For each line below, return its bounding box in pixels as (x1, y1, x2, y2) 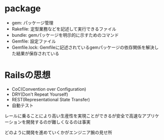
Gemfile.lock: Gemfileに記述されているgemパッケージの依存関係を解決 (11, 44, 155, 50)
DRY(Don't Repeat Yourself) (11, 91, 68, 97)
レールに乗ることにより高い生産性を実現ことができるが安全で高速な (4, 112, 142, 118)
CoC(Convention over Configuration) (11, 86, 86, 92)
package (4, 3, 41, 14)
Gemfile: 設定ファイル (11, 38, 56, 44)
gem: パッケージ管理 (11, 20, 54, 26)
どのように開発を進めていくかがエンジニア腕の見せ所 (4, 129, 112, 135)
